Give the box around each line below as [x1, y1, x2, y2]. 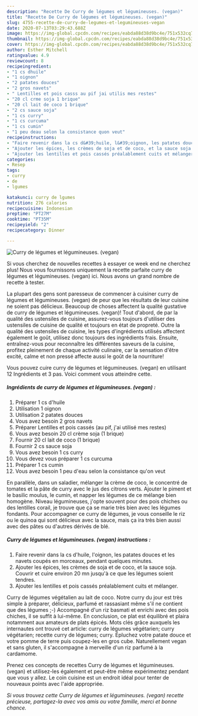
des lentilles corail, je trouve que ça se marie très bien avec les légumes [6, 504, 181, 511]
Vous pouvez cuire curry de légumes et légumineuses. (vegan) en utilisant [6, 364, 187, 371]
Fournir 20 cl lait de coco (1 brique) [15, 436, 100, 443]
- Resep [6, 162, 26, 168]
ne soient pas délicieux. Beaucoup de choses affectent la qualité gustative [6, 303, 187, 310]
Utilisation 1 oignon [15, 405, 61, 412]
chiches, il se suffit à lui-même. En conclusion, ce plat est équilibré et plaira [6, 612, 189, 619]
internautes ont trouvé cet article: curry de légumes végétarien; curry [6, 625, 175, 632]
